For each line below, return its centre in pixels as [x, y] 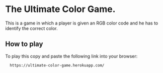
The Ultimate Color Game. [60, 9]
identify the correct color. [31, 28]
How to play [24, 44]
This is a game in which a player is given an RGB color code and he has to [82, 23]
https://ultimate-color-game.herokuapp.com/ [57, 65]
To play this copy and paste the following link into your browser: [71, 56]
